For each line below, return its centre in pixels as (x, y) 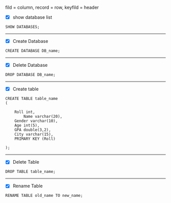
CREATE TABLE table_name (32, 99)
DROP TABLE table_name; (31, 172)
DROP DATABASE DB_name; (31, 75)
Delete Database (30, 65)
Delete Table (26, 162)
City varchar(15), (34, 135)
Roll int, (25, 112)
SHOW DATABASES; (22, 27)
